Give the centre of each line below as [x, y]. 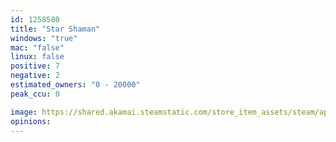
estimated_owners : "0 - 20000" [75, 85]
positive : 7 [35, 66]
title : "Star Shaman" [55, 29]
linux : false [37, 57]
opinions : [31, 121]
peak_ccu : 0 [35, 94]
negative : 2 [35, 76]
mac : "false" [37, 47]
